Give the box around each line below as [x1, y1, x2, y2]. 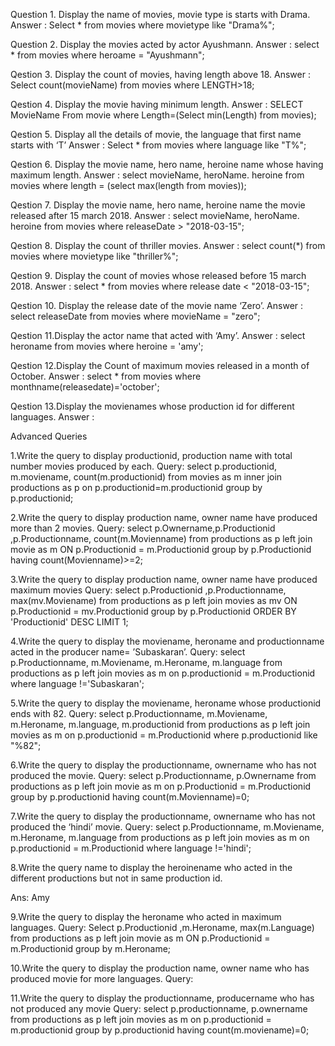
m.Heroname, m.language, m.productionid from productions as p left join [10, 719, 311, 730]
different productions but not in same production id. [10, 872, 223, 884]
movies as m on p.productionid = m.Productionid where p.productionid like [10, 729, 318, 741]
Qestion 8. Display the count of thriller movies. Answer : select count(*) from [10, 240, 326, 251]
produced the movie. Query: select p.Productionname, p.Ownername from [10, 770, 317, 781]
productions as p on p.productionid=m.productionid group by [10, 482, 263, 493]
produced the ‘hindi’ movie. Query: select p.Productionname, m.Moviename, [10, 821, 325, 833]
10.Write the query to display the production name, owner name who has [10, 962, 310, 974]
